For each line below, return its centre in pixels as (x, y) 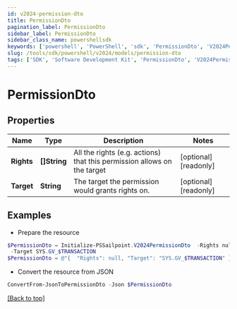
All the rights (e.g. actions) (117, 152)
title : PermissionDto (39, 20)
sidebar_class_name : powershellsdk (60, 40)
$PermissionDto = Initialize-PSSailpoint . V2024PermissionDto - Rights (113, 245)
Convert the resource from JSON (66, 272)
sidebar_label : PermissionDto (52, 34)
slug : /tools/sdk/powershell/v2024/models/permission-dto (94, 54)
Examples (29, 216)
